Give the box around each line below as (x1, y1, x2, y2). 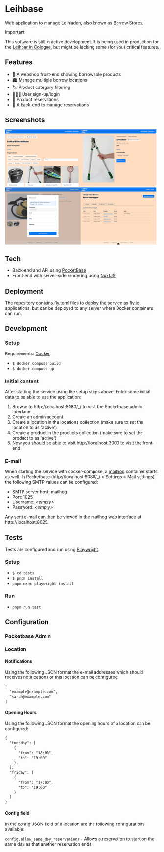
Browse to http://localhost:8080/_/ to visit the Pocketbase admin (12, 403, 142, 409)
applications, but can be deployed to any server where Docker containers (5, 305, 153, 311)
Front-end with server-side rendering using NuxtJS (12, 273, 116, 279)
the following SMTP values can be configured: (5, 479, 98, 485)
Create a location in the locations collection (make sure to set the (12, 419, 143, 425)
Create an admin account (12, 414, 64, 420)
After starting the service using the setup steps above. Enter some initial (5, 388, 151, 394)
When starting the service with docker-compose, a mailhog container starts (5, 469, 158, 475)
